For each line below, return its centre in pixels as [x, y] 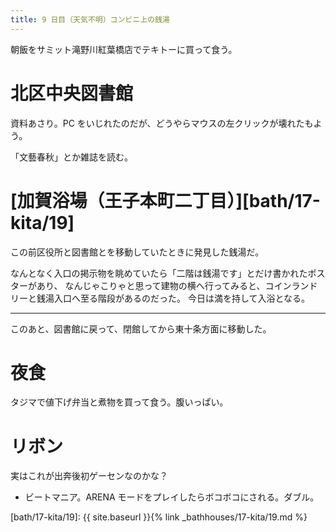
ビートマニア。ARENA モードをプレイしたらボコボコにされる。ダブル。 [172, 497]
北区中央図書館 [72, 93]
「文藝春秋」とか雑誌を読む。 [71, 157]
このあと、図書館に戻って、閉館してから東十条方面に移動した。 [141, 328]
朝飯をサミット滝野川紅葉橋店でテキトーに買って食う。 [124, 49]
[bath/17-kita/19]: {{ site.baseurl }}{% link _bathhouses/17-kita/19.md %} [159, 517]
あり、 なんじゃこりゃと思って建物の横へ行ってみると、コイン [164, 285]
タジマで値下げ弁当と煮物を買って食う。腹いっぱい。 [119, 402]
